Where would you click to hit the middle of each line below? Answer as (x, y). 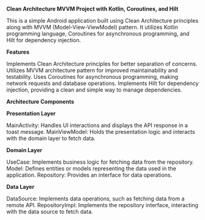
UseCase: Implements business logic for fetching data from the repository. (100, 162)
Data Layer (20, 187)
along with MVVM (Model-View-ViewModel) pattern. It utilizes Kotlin (92, 27)
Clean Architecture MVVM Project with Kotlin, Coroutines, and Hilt (92, 9)
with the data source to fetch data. (50, 211)
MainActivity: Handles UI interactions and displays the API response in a (97, 125)
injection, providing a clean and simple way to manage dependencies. (94, 90)
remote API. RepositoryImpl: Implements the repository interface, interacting (102, 205)
